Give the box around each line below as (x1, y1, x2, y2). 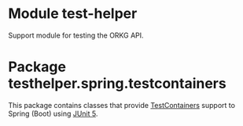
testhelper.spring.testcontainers (8, 75, 226, 92)
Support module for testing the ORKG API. (8, 31, 144, 40)
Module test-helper (8, 5, 138, 23)
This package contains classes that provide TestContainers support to (8, 100, 236, 110)
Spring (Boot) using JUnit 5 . (8, 109, 98, 118)
